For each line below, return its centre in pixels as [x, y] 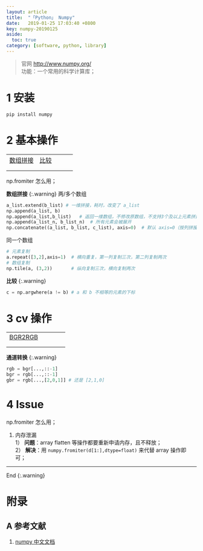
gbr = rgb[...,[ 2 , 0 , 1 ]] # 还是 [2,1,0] [56, 380]
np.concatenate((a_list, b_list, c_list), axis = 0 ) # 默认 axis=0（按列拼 [100, 228]
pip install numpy [29, 114]
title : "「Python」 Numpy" [41, 18]
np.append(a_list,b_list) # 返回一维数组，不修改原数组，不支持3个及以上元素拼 [101, 216]
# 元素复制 [18, 252]
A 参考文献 [26, 526]
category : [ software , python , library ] [56, 46]
